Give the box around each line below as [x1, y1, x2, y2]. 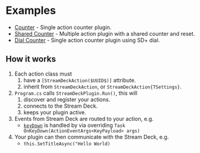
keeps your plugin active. [23, 108, 86, 116]
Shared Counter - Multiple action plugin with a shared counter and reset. [14, 30, 195, 37]
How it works [5, 54, 56, 64]
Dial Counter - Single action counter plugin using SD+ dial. [14, 36, 160, 44]
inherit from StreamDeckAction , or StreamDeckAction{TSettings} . [23, 83, 182, 90]
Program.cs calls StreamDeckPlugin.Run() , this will [14, 89, 138, 97]
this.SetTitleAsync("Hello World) [23, 140, 111, 147]
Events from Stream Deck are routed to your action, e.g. [14, 115, 154, 122]
